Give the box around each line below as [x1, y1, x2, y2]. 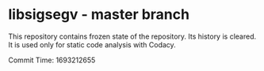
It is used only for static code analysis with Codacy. [8, 39, 176, 49]
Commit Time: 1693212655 [8, 55, 96, 65]
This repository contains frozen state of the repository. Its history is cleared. [8, 32, 256, 41]
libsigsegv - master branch [8, 6, 190, 24]
